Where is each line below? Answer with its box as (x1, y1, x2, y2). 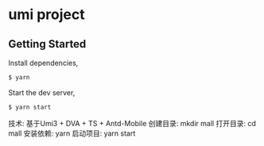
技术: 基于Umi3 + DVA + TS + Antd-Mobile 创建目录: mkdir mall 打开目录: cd (8, 118, 257, 128)
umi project (8, 6, 85, 24)
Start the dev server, (8, 87, 76, 97)
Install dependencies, (8, 58, 79, 67)
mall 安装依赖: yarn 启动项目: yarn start (8, 129, 136, 138)
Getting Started (8, 37, 87, 51)
